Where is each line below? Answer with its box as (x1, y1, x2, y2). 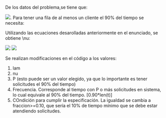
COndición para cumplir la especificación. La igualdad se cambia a (12, 97, 151, 103)
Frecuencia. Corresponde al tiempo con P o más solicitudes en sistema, (12, 87, 161, 92)
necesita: (5, 20, 24, 26)
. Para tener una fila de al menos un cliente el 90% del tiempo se (10, 15, 144, 21)
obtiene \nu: (5, 35, 31, 41)
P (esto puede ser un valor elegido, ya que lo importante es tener (12, 76, 147, 82)
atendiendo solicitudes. (12, 108, 61, 114)
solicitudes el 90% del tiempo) (12, 81, 76, 87)
